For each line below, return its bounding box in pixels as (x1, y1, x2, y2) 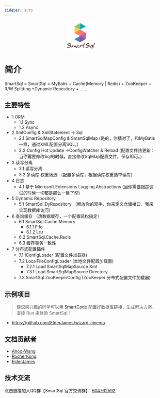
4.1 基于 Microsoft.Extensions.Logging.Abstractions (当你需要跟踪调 (18, 184, 154, 190)
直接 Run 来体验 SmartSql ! (16, 310, 70, 316)
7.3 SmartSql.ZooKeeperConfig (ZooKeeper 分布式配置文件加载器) (18, 275, 151, 281)
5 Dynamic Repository (11, 196, 56, 201)
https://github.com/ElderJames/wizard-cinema (11, 320, 105, 326)
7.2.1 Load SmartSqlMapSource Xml (26, 264, 97, 269)
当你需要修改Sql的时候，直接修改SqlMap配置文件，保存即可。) (18, 153, 142, 160)
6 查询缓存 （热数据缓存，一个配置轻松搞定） (11, 214, 102, 219)
